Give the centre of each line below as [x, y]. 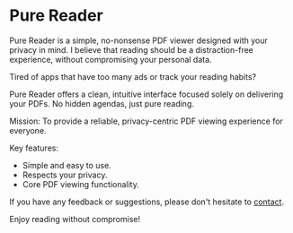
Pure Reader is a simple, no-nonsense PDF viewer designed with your [138, 40]
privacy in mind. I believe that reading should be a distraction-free [132, 49]
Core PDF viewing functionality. [80, 184]
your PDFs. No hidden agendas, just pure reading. [102, 103]
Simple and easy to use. [67, 165]
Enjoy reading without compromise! [75, 219]
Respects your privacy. [65, 175]
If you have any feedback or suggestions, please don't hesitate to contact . [147, 202]
